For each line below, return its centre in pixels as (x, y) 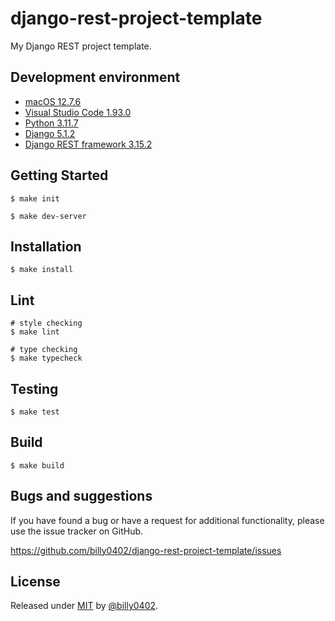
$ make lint (35, 332)
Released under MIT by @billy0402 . (84, 606)
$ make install (42, 270)
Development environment (95, 77)
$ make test (35, 412)
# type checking (44, 350)
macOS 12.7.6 (53, 101)
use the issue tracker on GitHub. (77, 531)
